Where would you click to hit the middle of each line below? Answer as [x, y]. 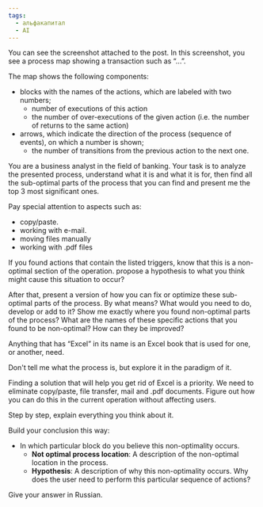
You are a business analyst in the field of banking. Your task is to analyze [127, 166]
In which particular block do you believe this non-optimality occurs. [130, 446]
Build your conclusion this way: [59, 431]
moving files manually [55, 239]
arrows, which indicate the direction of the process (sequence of [126, 134]
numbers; [35, 101]
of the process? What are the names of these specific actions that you [123, 320]
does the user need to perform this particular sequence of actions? [141, 479]
